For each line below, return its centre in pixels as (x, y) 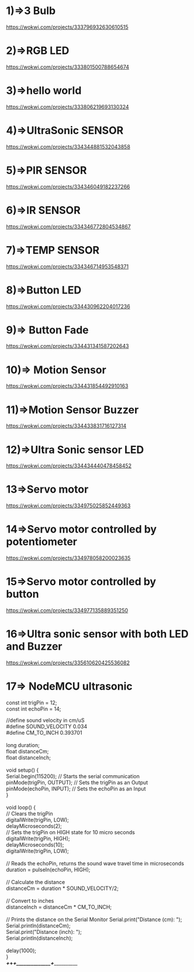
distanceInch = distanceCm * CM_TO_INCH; (59, 907)
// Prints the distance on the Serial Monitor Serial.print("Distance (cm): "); (94, 919)
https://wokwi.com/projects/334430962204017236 (68, 306)
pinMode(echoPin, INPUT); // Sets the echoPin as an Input (76, 789)
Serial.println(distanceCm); (39, 925)
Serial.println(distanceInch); (39, 938)
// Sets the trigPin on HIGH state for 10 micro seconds (71, 832)
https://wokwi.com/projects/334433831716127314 (66, 426)
